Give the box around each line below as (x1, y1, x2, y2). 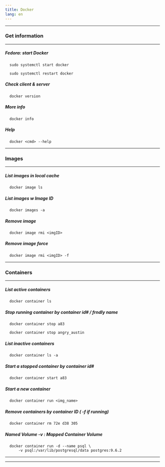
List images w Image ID (5, 195, 54, 201)
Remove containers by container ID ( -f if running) (5, 409, 109, 414)
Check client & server (5, 82, 50, 87)
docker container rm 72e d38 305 (9, 421, 78, 426)
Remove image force (5, 241, 48, 247)
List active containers (5, 286, 51, 292)
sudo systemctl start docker (9, 62, 69, 67)
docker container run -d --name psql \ (9, 443, 91, 448)
